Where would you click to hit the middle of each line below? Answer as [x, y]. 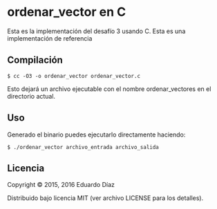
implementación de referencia [50, 38]
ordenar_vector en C [67, 12]
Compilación [35, 60]
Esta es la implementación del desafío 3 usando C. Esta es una [96, 31]
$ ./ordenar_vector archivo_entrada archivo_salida [83, 147]
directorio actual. [31, 96]
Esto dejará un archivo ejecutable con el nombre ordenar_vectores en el [109, 89]
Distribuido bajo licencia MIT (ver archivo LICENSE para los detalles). [105, 198]
